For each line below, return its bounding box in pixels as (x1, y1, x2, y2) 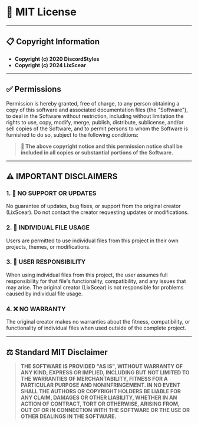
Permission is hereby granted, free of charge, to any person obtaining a (6, 100, 180, 107)
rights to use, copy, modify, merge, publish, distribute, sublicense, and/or (6, 118, 184, 126)
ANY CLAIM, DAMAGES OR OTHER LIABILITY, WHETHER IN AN (20, 394, 177, 401)
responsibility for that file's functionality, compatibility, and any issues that (6, 277, 186, 285)
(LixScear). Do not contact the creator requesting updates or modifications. (6, 209, 189, 216)
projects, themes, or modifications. (6, 243, 91, 250)
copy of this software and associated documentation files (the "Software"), (6, 106, 189, 113)
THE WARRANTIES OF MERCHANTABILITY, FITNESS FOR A (20, 375, 168, 382)
